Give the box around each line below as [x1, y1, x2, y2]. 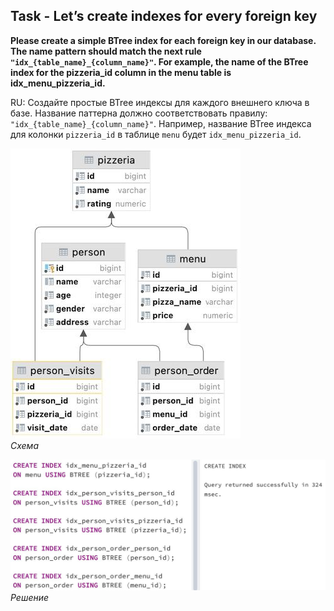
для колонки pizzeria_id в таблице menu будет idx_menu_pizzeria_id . [10, 128, 302, 140]
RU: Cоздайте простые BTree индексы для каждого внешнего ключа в [10, 96, 310, 108]
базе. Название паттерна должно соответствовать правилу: [10, 107, 268, 119]
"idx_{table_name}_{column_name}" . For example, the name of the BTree [10, 55, 309, 68]
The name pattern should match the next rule [10, 45, 202, 57]
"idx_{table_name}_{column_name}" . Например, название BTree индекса [10, 117, 312, 129]
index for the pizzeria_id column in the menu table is [10, 66, 232, 78]
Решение [10, 592, 50, 604]
